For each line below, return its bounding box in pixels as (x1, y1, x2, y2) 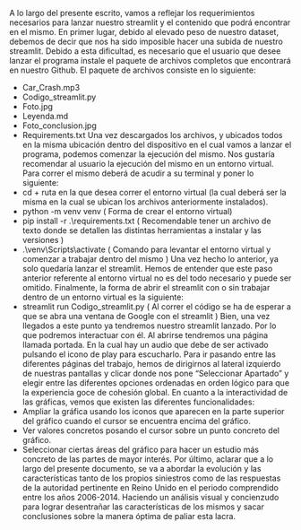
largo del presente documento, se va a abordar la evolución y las (21, 464, 262, 474)
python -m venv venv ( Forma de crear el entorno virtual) (21, 206, 233, 216)
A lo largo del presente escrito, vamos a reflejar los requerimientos (9, 8, 255, 18)
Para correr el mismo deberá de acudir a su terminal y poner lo (21, 168, 254, 178)
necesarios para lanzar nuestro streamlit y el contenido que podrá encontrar (9, 17, 291, 28)
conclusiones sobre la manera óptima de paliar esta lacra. (21, 511, 236, 521)
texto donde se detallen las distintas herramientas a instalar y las (21, 225, 262, 236)
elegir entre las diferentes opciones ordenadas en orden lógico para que (21, 378, 289, 388)
